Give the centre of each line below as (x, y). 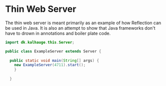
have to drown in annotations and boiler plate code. (58, 33)
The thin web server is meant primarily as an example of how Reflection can (83, 23)
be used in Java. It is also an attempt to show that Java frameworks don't (80, 28)
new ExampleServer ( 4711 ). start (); (50, 65)
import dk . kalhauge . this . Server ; (40, 42)
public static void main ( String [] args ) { (54, 60)
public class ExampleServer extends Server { (53, 51)
